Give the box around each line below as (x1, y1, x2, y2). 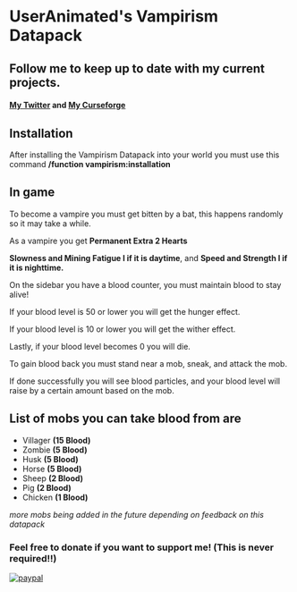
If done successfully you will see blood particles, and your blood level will (9, 376, 280, 386)
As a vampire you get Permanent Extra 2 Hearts (9, 235, 188, 246)
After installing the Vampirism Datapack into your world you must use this (9, 149, 280, 160)
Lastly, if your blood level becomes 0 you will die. (9, 341, 191, 351)
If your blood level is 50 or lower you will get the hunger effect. (9, 306, 241, 317)
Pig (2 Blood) (21, 482, 72, 493)
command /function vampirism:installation (9, 158, 172, 169)
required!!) (9, 552, 57, 564)
